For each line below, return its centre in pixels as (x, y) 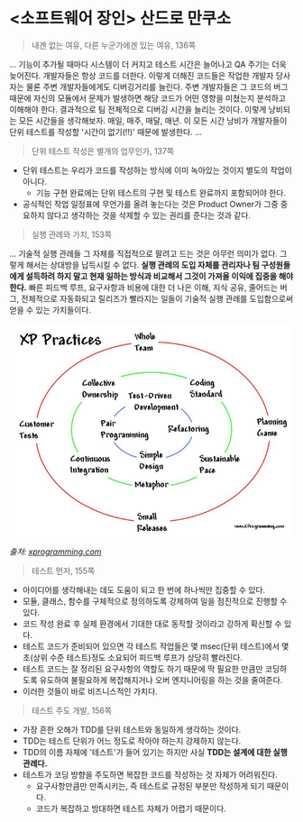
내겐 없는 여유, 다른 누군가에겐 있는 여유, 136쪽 (114, 45)
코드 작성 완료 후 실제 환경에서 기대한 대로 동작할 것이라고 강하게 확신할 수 (152, 624)
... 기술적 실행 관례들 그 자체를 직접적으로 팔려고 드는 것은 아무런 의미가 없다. (143, 253)
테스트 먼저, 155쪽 (63, 571)
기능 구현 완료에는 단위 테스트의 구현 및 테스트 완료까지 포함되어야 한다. (161, 192)
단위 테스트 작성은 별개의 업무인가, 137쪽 (102, 151)
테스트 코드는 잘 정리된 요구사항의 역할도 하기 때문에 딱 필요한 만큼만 (142, 669)
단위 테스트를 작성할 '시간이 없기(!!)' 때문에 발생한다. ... (106, 132)
